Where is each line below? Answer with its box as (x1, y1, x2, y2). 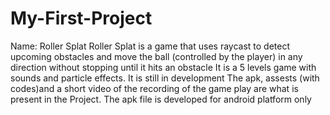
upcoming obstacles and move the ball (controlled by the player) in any (10, 50, 303, 62)
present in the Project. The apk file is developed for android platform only (10, 93, 312, 105)
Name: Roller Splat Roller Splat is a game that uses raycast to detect (10, 40, 290, 52)
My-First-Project (10, 7, 153, 30)
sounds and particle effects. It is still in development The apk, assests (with (10, 72, 320, 84)
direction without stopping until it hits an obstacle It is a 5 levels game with (10, 61, 317, 73)
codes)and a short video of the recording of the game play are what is (10, 82, 299, 94)
